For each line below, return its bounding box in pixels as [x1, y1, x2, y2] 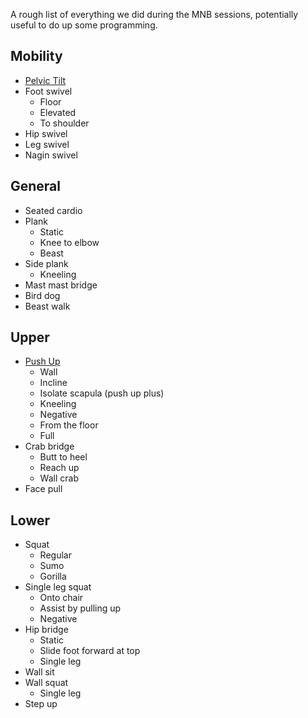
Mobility [10, 48, 63, 65]
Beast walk [24, 300, 71, 312]
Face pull [24, 483, 63, 495]
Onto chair [39, 592, 84, 604]
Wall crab [39, 472, 79, 484]
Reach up [39, 462, 80, 474]
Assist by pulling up [39, 602, 122, 614]
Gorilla [39, 570, 67, 583]
